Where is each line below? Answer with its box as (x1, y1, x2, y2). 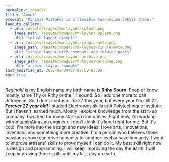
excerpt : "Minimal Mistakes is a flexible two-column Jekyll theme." (5, 17, 154, 22)
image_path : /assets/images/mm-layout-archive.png (14, 59, 123, 64)
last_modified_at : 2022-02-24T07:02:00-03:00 (5, 68, 102, 73)
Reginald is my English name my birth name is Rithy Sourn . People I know (5, 87, 158, 93)
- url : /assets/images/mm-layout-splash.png (10, 26, 105, 31)
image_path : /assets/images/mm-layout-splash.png (14, 31, 121, 36)
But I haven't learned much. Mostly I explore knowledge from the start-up (5, 108, 157, 114)
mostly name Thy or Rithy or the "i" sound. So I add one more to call (5, 92, 146, 98)
